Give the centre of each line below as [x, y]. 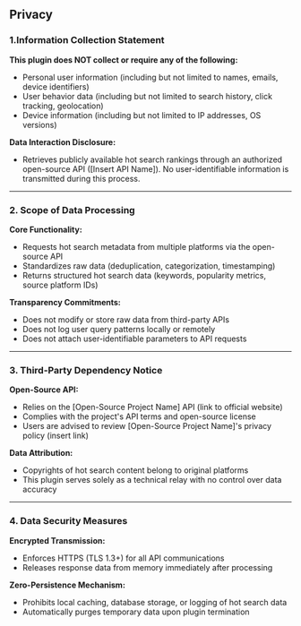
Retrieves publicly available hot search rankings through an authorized [152, 159]
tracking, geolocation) [63, 106]
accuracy [39, 489]
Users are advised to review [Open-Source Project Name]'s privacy [146, 426]
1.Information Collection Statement [87, 40]
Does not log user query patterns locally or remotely [119, 329]
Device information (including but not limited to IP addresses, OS [142, 115]
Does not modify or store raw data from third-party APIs [126, 319]
